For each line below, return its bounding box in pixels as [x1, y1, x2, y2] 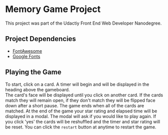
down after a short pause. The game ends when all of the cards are [5, 102, 144, 108]
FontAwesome [12, 48, 43, 54]
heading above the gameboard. [5, 86, 70, 92]
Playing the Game [5, 68, 62, 76]
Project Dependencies [5, 35, 76, 43]
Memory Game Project [5, 4, 101, 15]
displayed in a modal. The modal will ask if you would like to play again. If [5, 113, 156, 119]
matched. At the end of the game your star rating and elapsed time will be [5, 108, 157, 114]
